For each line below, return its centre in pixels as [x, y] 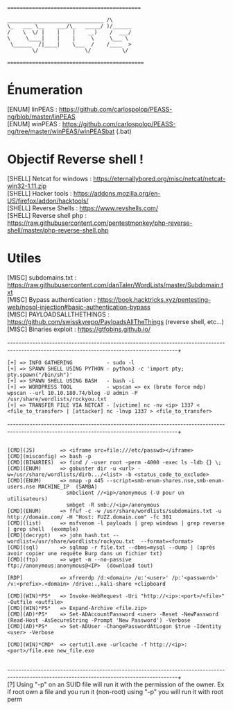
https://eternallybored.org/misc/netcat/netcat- [159, 178]
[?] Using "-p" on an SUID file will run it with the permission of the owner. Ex [116, 684]
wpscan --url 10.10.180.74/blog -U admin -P [72, 393]
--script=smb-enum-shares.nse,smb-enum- [166, 480]
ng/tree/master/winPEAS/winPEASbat [61, 131]
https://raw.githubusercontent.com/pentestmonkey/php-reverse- [100, 223]
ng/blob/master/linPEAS [41, 117]
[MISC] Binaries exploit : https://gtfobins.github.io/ [79, 329]
